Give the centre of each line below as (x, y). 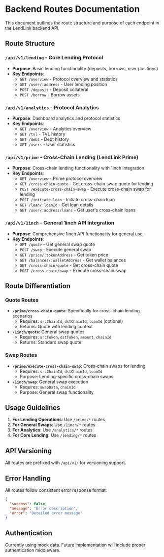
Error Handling (28, 478)
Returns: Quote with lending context (56, 327)
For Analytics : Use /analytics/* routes (52, 430)
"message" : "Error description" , (44, 508)
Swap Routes (21, 355)
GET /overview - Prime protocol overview (61, 178)
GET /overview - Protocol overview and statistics (69, 79)
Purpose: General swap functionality (57, 392)
